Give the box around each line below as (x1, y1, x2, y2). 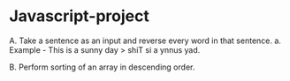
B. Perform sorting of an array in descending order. (9, 62, 195, 72)
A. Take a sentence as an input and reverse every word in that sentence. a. (9, 35, 281, 46)
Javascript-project (9, 6, 150, 26)
